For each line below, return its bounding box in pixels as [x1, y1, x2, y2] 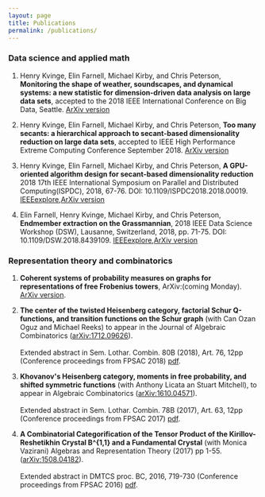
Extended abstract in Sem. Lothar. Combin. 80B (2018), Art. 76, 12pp [19, 348, 244, 357]
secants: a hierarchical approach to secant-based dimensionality [19, 128, 240, 138]
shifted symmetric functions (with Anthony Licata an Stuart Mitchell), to [19, 379, 258, 390]
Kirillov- [229, 429, 256, 438]
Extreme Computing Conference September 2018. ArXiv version [19, 145, 229, 155]
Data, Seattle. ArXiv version [19, 104, 110, 114]
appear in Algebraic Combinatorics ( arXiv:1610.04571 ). [19, 388, 198, 398]
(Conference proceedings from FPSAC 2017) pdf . [19, 414, 181, 423]
